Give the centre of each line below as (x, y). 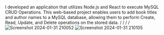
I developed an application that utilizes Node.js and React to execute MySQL (82, 7)
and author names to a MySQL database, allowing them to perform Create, (80, 17)
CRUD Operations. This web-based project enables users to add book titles (81, 12)
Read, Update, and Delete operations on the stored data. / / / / (68, 22)
